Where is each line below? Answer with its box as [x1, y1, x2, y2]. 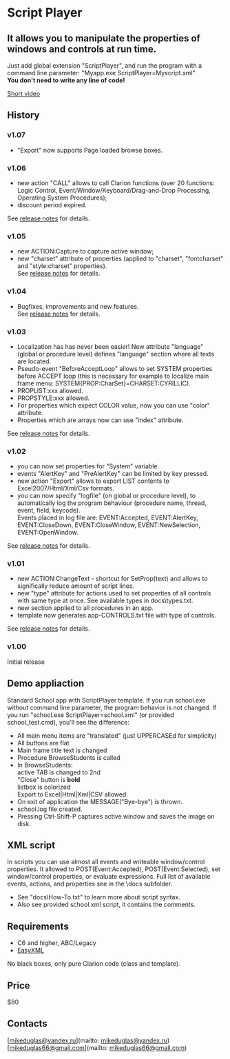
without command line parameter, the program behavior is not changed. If [7, 703, 217, 712]
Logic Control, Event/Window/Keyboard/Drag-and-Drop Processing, [17, 186, 211, 194]
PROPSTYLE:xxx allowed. [17, 394, 90, 402]
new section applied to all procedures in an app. [17, 604, 154, 612]
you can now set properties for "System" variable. [17, 462, 160, 470]
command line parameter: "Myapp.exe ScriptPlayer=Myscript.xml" [7, 69, 196, 77]
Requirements [7, 920, 69, 932]
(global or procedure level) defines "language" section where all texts [17, 350, 215, 358]
